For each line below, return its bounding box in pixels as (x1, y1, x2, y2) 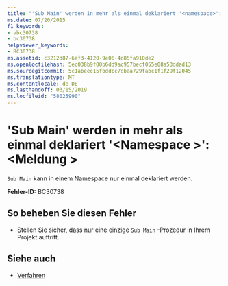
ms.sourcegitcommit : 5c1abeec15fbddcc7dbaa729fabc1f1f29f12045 (7, 67, 192, 74)
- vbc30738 (7, 29, 38, 36)
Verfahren (16, 271, 46, 279)
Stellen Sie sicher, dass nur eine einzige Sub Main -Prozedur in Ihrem (16, 226, 210, 234)
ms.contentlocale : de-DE (7, 80, 78, 87)
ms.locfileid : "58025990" (7, 93, 81, 100)
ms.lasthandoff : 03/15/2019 (7, 86, 88, 93)
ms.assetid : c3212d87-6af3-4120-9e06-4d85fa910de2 (7, 55, 155, 62)
